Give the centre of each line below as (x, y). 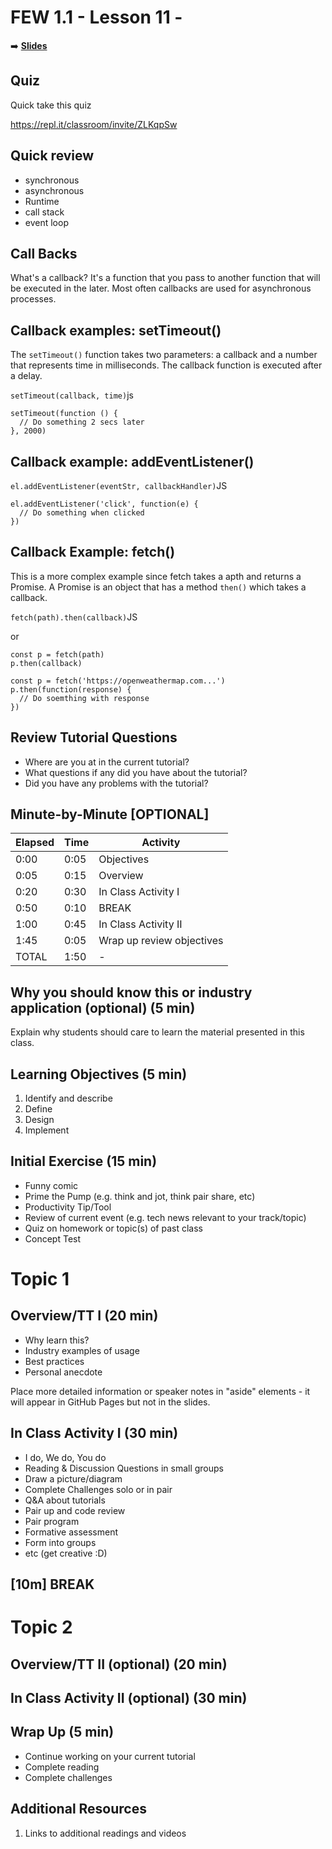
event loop (46, 222)
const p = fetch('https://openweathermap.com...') (118, 681)
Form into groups (60, 1542)
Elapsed (35, 843)
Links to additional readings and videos (105, 1833)
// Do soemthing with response (84, 698)
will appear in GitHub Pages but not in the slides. (110, 1402)
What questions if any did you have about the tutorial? (136, 772)
